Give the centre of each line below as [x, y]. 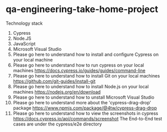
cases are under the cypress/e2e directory [58, 124]
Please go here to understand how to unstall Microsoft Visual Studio [83, 97]
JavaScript [24, 43]
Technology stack [24, 23]
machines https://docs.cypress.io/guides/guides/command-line [79, 70]
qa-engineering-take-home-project [82, 9]
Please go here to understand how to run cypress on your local [78, 65]
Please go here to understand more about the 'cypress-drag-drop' [82, 102]
